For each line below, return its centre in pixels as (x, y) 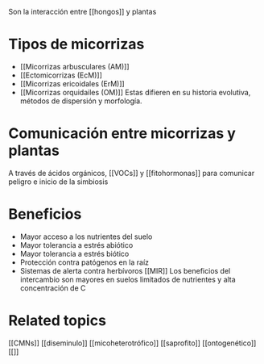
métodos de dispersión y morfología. (81, 101)
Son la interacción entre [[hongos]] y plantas (82, 12)
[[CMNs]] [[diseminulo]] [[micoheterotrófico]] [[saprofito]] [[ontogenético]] (132, 343)
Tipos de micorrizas (76, 44)
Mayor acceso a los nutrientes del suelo (86, 236)
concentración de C (53, 288)
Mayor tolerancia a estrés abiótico (76, 245)
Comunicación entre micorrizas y (122, 134)
